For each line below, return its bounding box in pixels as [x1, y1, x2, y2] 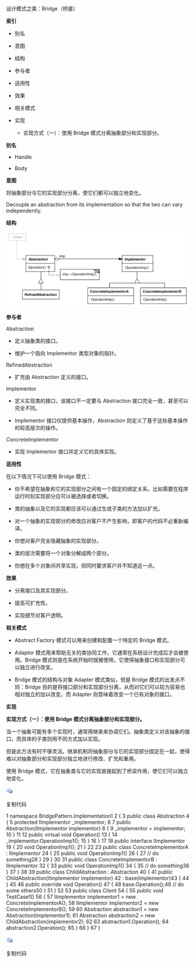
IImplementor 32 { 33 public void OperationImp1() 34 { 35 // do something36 [6, 862, 190, 869]
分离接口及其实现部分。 [14, 587, 71, 594]
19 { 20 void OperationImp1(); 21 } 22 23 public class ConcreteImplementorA [6, 843, 188, 850]
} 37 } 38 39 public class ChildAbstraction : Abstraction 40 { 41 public [6, 868, 173, 875]
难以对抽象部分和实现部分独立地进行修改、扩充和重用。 [6, 755, 139, 762]
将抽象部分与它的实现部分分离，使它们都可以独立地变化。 [6, 189, 144, 196]
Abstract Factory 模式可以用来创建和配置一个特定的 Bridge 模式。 [14, 636, 172, 643]
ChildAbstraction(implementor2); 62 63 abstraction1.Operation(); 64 [6, 918, 169, 925]
